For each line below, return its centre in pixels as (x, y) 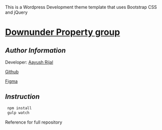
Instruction (22, 97)
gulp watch (18, 113)
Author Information (35, 50)
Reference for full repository (34, 122)
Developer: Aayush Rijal (29, 62)
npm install (19, 108)
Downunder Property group (63, 32)
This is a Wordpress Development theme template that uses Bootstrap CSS (81, 7)
